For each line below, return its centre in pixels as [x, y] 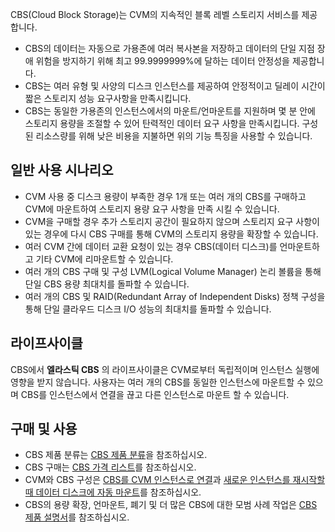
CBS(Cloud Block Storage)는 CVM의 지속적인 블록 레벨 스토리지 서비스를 [155, 14]
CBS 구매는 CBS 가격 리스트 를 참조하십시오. [110, 467]
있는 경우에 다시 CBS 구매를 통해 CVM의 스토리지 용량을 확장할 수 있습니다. [171, 234]
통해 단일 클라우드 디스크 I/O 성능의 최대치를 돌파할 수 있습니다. [148, 309]
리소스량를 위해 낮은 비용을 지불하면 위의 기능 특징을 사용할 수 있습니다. [174, 136]
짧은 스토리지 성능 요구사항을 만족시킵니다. [108, 98]
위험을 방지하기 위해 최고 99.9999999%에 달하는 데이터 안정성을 [162, 61]
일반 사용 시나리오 [62, 170]
